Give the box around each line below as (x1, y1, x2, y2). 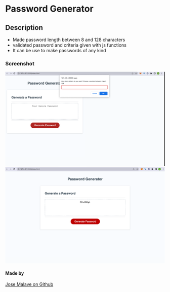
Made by (5, 270, 24, 276)
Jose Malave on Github (5, 281, 54, 287)
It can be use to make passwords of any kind (12, 48, 106, 53)
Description (5, 23, 43, 32)
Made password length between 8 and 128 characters (12, 36, 125, 43)
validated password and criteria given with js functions (12, 42, 126, 48)
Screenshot (5, 60, 34, 67)
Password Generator (5, 3, 94, 15)
